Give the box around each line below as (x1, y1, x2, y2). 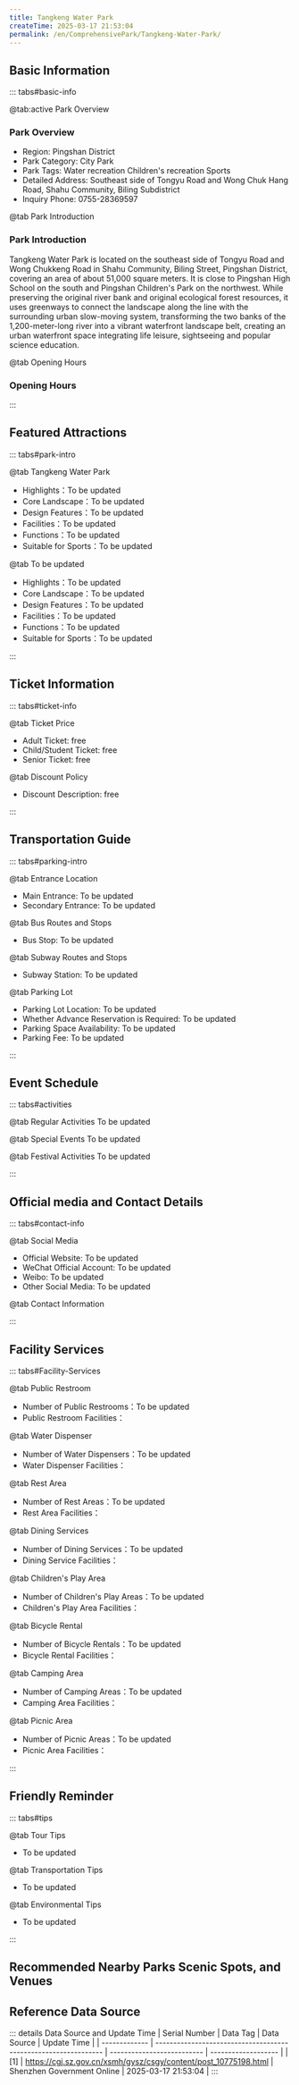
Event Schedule (9, 1075, 99, 1091)
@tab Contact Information (9, 1298, 104, 1310)
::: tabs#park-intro (9, 449, 76, 460)
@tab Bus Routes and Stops (9, 917, 112, 928)
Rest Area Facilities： (21, 1507, 101, 1518)
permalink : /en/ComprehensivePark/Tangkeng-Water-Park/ (9, 30, 221, 38)
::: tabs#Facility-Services (9, 1365, 101, 1376)
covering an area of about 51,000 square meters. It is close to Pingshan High (9, 273, 291, 283)
